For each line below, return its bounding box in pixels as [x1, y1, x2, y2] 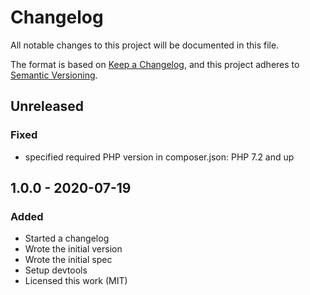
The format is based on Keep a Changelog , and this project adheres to [10, 58, 300, 70]
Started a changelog [24, 232, 110, 245]
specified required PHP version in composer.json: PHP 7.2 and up [24, 151, 295, 163]
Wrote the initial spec [24, 254, 113, 266]
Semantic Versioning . [10, 69, 98, 81]
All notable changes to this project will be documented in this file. [10, 39, 280, 51]
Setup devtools [24, 264, 88, 276]
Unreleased [10, 98, 85, 115]
